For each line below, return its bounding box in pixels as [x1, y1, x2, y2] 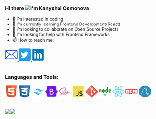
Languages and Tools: [5, 74, 58, 81]
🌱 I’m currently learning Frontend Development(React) [12, 21, 121, 27]
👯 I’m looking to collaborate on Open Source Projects [12, 26, 118, 32]
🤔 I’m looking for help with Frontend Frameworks [12, 32, 110, 38]
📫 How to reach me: [12, 37, 54, 43]
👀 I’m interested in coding [12, 16, 64, 22]
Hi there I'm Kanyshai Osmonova [5, 5, 89, 12]
